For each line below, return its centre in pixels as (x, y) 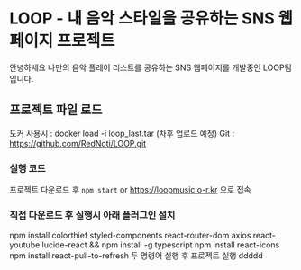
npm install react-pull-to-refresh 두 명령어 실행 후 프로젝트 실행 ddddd (136, 256)
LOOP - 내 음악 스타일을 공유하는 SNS (142, 18)
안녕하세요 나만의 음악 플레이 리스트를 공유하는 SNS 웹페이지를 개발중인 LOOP (147, 67)
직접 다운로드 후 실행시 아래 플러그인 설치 (92, 215)
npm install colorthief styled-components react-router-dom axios (130, 236)
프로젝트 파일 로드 (56, 110)
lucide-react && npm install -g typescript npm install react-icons (161, 245)
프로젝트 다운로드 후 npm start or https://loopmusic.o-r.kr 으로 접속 (130, 190)
